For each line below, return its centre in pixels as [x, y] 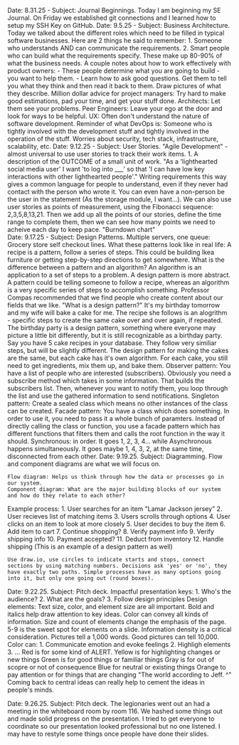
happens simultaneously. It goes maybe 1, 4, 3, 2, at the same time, [106, 449]
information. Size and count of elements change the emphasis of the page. [117, 622]
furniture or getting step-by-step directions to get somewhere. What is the [116, 260]
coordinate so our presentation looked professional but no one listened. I [114, 726]
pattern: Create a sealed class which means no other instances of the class [118, 403]
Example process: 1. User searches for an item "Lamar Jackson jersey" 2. [115, 509]
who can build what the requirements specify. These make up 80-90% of [115, 56]
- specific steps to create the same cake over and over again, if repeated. [115, 320]
